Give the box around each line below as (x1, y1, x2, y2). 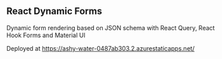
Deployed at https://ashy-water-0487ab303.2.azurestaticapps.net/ (6, 44, 195, 52)
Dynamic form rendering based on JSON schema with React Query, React (6, 23, 215, 32)
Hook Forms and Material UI (6, 31, 86, 39)
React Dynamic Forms (6, 5, 102, 17)
